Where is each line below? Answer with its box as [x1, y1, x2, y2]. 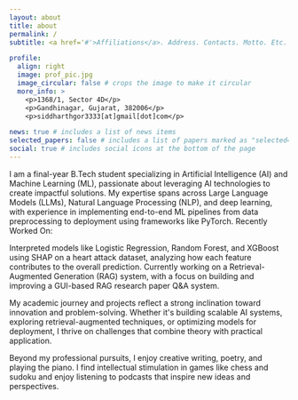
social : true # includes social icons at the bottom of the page [9, 144, 255, 154]
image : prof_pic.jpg [17, 70, 93, 80]
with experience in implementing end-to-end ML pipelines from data [9, 206, 259, 217]
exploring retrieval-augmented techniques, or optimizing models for [9, 316, 257, 327]
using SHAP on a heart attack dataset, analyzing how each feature [9, 252, 252, 262]
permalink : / [9, 29, 58, 38]
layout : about [9, 12, 62, 22]
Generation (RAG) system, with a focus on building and [53, 270, 255, 281]
